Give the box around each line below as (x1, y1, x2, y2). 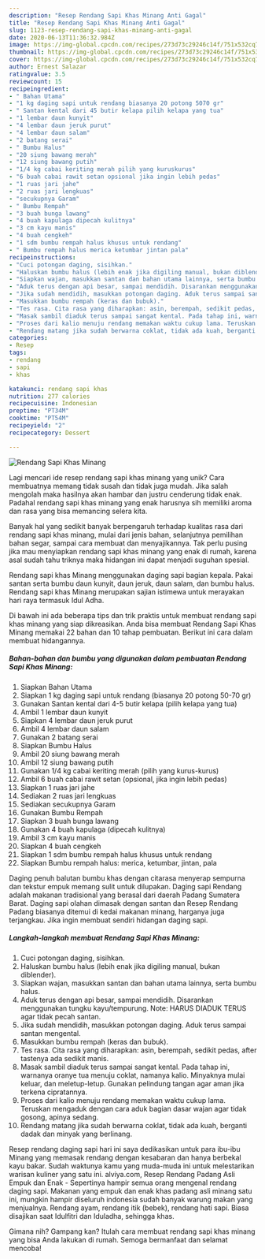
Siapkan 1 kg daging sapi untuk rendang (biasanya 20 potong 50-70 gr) (20, 691, 252, 700)
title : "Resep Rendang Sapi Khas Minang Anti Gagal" (9, 19, 186, 27)
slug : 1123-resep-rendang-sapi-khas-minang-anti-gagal (9, 26, 193, 34)
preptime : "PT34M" (9, 407, 69, 415)
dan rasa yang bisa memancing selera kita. (9, 506, 148, 516)
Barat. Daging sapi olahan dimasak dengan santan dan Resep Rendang (9, 898, 238, 907)
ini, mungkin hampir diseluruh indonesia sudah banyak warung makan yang (9, 1194, 254, 1204)
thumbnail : (9, 48, 45, 56)
